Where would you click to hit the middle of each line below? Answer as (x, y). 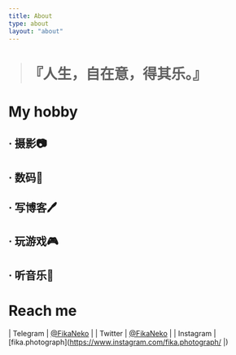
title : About (31, 16)
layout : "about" (36, 31)
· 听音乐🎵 (31, 275)
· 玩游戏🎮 (33, 241)
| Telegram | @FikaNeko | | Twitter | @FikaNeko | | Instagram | (112, 333)
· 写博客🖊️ (33, 207)
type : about (28, 24)
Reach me (43, 311)
